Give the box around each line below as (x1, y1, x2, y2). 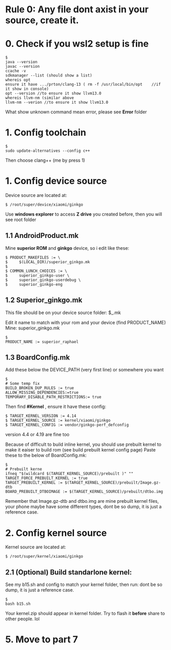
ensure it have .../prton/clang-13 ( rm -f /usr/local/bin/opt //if (5, 82, 161, 87)
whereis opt (5, 77, 31, 83)
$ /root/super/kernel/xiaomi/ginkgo (5, 554, 83, 559)
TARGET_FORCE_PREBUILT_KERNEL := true (5, 476, 88, 481)
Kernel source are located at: (5, 544, 66, 550)
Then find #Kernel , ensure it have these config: (5, 404, 106, 410)
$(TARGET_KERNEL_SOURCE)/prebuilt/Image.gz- (64, 480, 161, 485)
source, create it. (5, 14, 79, 26)
